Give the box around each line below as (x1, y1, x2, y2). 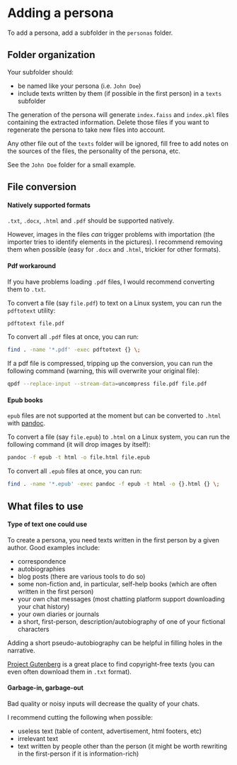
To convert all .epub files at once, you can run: (7, 467, 142, 476)
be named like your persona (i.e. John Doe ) (17, 82, 141, 90)
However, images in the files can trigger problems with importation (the (7, 230, 215, 239)
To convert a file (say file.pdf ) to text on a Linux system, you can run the (7, 298, 222, 307)
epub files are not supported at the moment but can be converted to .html (7, 411, 221, 420)
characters (17, 625, 50, 633)
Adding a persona (7, 5, 115, 21)
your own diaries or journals (17, 610, 100, 618)
